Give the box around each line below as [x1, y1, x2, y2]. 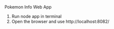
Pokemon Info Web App [4, 4, 52, 10]
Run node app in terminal [11, 14, 62, 19]
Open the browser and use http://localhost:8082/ [11, 19, 110, 24]
